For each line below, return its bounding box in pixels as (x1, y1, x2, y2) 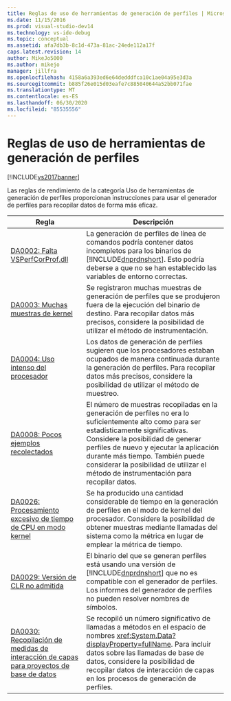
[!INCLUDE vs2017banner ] (7, 173, 80, 181)
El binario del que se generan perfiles (86, 550, 207, 560)
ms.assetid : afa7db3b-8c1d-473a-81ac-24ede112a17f (7, 42, 155, 49)
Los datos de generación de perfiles (86, 337, 203, 346)
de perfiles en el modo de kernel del (86, 505, 203, 515)
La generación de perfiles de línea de (86, 228, 206, 238)
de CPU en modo (10, 522, 66, 532)
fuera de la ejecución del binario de (86, 300, 201, 309)
